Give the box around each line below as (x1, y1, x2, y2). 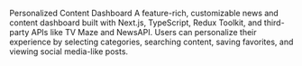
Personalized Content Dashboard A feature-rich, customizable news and (9, 8, 279, 18)
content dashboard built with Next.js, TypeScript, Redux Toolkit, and (9, 17, 262, 28)
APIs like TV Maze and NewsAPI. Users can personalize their (31, 27, 257, 37)
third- (263, 17, 286, 28)
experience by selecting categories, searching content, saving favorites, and (9, 36, 294, 47)
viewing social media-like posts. (9, 46, 129, 57)
